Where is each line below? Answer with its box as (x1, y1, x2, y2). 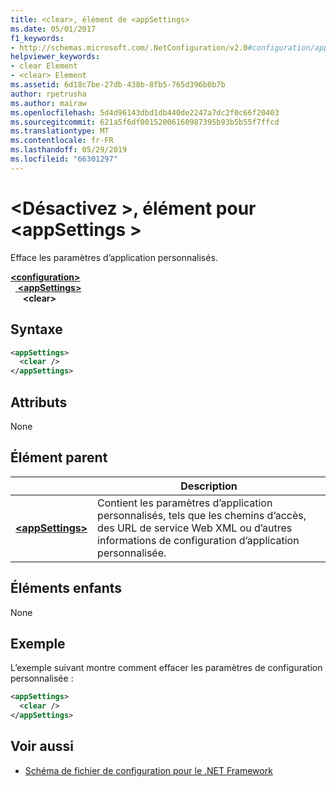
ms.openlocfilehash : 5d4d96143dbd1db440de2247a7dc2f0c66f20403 (10, 107, 280, 118)
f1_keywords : (10, 33, 65, 43)
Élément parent (10, 449, 108, 466)
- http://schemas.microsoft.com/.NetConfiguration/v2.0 (10, 42, 248, 53)
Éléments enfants (10, 580, 123, 597)
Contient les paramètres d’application (97, 496, 273, 510)
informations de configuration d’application (97, 533, 300, 547)
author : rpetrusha (10, 89, 87, 99)
